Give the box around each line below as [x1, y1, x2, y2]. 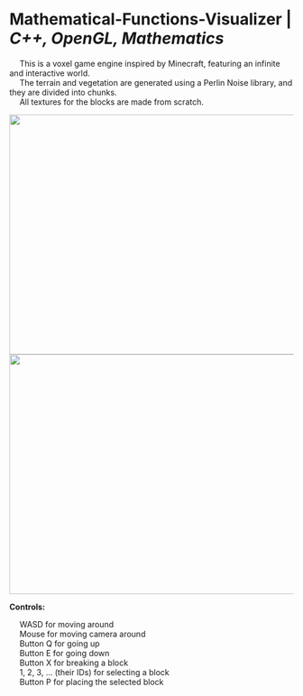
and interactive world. [9, 68, 90, 79]
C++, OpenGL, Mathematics [9, 28, 225, 49]
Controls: [9, 601, 46, 612]
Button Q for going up [19, 637, 101, 649]
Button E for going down [19, 647, 110, 658]
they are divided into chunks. [9, 87, 117, 97]
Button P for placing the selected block [19, 676, 164, 687]
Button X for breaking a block [19, 657, 129, 668]
